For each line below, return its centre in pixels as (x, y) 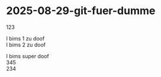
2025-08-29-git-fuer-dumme (81, 11)
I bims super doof (28, 56)
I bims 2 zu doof (26, 45)
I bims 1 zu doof (25, 38)
